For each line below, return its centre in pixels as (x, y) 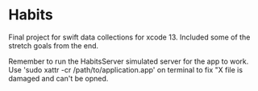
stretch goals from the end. (54, 45)
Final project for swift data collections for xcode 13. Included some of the (129, 37)
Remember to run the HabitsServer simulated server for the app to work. (129, 61)
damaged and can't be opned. (58, 78)
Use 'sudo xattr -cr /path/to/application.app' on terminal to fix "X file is (126, 69)
